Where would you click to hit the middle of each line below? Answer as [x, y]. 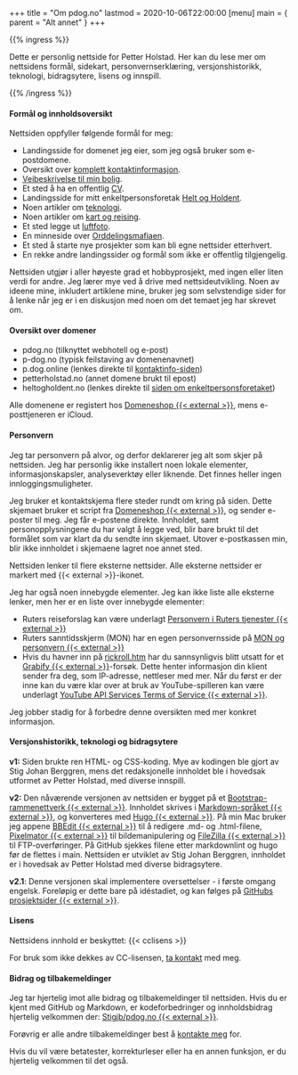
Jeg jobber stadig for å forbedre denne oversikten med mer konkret [133, 711]
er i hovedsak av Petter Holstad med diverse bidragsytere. [116, 864]
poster [21, 520]
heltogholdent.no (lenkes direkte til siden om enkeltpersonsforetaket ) [149, 388]
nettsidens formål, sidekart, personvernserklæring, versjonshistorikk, [136, 66]
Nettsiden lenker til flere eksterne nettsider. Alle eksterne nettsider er [136, 565]
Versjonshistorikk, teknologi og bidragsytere [94, 742]
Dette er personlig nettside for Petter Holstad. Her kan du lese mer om [138, 57]
